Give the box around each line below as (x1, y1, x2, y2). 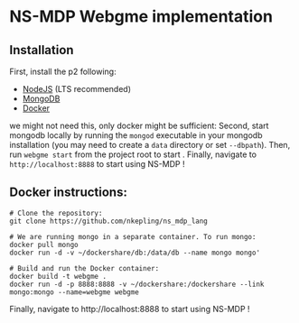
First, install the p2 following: (9, 66, 117, 77)
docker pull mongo (9, 240, 79, 249)
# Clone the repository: (9, 208, 103, 217)
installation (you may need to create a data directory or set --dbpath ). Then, (9, 140, 291, 150)
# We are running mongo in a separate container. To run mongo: (9, 232, 257, 241)
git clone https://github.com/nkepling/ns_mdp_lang (9, 217, 208, 226)
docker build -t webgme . (9, 272, 107, 281)
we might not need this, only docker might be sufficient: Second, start (9, 120, 269, 131)
